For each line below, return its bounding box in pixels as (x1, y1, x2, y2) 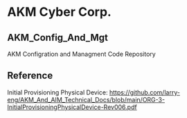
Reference (7, 70, 53, 81)
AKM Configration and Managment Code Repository (7, 50, 156, 58)
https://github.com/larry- (109, 88, 180, 97)
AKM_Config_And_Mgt (7, 32, 109, 43)
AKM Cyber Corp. (7, 4, 112, 20)
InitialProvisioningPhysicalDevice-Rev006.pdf (7, 103, 137, 111)
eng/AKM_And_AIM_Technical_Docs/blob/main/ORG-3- (7, 95, 165, 104)
